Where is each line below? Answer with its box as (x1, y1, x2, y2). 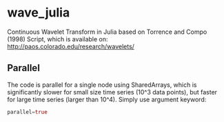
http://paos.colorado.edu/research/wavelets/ (7, 42, 134, 50)
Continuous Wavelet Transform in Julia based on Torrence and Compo (7, 28, 207, 36)
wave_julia (7, 5, 70, 21)
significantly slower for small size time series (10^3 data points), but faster (7, 88, 218, 96)
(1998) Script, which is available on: (7, 34, 108, 43)
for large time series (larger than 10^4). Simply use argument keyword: (7, 95, 207, 103)
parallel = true (7, 108, 48, 115)
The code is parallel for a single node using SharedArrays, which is (7, 81, 197, 89)
